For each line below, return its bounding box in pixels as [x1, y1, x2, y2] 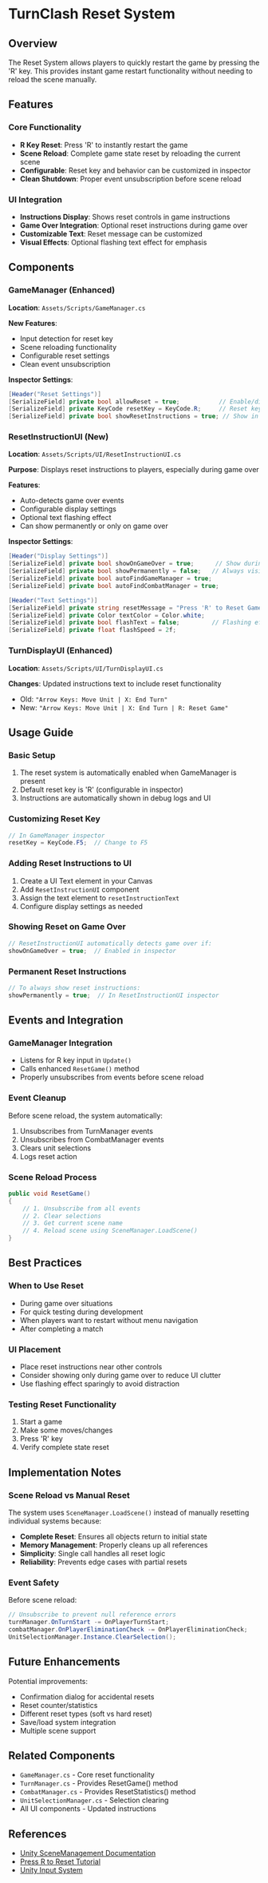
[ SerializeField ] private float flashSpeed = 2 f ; [8, 626, 177, 634]
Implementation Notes [8, 1465, 122, 1479]
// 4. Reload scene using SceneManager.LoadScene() [22, 1227, 198, 1235]
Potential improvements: [8, 1676, 89, 1686]
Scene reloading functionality [19, 342, 117, 352]
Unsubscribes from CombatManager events [19, 1134, 165, 1144]
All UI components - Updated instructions [19, 1804, 157, 1813]
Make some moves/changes [19, 1425, 113, 1435]
